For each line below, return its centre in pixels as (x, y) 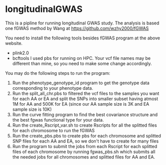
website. (14, 43)
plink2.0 (21, 53)
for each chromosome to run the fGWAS (53, 130)
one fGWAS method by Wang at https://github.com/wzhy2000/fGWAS (77, 28)
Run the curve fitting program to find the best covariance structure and (85, 114)
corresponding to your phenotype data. (53, 88)
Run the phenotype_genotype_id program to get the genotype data (81, 83)
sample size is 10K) (32, 109)
